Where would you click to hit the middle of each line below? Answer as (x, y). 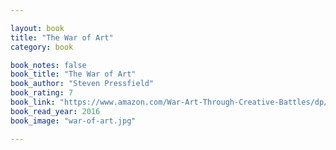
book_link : (33, 102)
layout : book (37, 28)
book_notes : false (48, 65)
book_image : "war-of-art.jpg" (73, 121)
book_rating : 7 (42, 93)
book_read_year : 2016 (55, 111)
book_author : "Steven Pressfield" (82, 84)
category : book (42, 47)
